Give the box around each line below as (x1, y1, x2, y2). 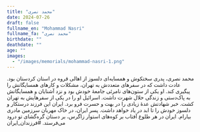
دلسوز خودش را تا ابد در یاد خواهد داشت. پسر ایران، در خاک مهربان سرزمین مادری (7, 106, 190, 114)
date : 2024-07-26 (7, 14, 50, 20)
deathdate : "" (7, 42, 42, 48)
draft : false (7, 20, 39, 26)
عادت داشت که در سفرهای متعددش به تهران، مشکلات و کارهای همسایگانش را (7, 81, 181, 88)
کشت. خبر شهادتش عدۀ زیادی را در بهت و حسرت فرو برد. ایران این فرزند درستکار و (7, 100, 194, 107)
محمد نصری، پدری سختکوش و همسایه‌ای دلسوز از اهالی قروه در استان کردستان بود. (7, 75, 195, 82)
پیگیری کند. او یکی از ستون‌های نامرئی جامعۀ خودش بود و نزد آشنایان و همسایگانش (7, 87, 190, 95)
